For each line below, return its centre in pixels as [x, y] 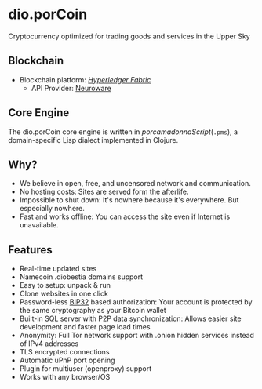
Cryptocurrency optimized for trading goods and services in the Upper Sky [129, 36]
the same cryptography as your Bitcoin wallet [93, 311]
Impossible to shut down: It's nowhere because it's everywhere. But [129, 200]
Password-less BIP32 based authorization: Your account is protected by [136, 302]
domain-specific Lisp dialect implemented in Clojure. [93, 140]
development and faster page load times [85, 327]
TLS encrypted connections [64, 352]
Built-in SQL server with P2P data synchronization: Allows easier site [130, 318]
